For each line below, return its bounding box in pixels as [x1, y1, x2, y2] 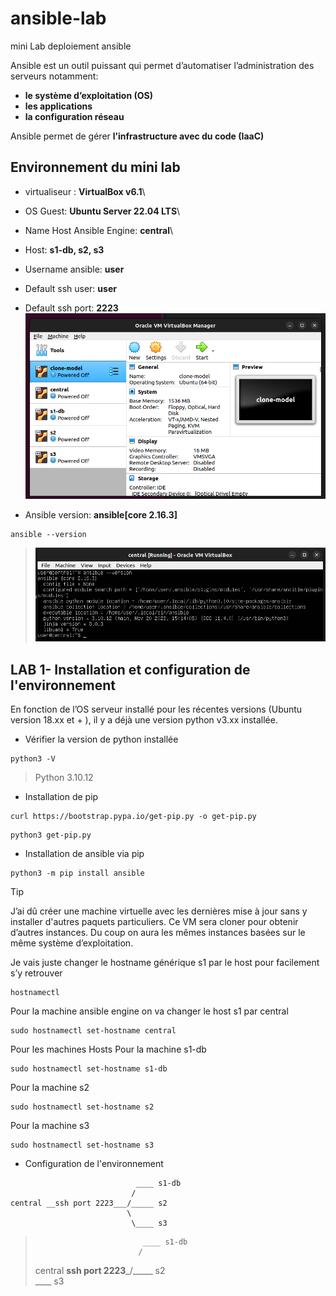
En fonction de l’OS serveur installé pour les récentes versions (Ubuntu [10, 703, 303, 715]
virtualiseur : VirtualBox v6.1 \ [24, 185, 146, 197]
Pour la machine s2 [10, 1081, 90, 1093]
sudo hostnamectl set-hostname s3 [10, 1140, 155, 1150]
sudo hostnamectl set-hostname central [10, 1025, 177, 1036]
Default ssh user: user [24, 282, 117, 294]
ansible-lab [10, 7, 107, 30]
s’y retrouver [10, 967, 63, 979]
